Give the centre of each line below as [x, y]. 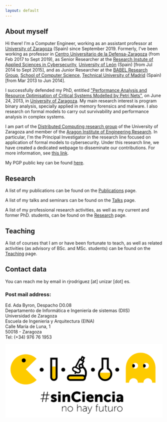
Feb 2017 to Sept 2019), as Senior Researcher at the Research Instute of [79, 59]
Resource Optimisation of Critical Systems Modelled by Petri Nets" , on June [83, 95]
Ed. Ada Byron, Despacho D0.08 [38, 305]
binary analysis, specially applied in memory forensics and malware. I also [81, 106]
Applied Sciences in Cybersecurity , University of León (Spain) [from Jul [79, 64]
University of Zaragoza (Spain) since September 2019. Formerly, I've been [81, 49]
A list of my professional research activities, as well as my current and [77, 210]
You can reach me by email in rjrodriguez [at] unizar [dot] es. [68, 281]
